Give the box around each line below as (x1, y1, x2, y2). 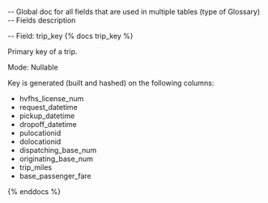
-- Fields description (7, 15, 76, 25)
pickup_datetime (19, 111, 75, 121)
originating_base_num (19, 154, 94, 163)
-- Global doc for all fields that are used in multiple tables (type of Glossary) (7, 7, 261, 16)
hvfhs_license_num (19, 94, 84, 104)
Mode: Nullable (7, 62, 58, 72)
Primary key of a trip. (7, 47, 78, 56)
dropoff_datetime (19, 120, 78, 129)
